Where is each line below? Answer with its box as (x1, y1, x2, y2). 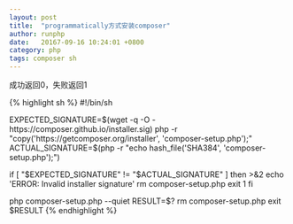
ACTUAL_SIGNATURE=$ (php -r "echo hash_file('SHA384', (9, 143, 222, 153)
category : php (9, 46, 62, 55)
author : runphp (9, 29, 66, 38)
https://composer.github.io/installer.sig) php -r (9, 124, 179, 134)
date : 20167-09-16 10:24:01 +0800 (9, 37, 144, 47)
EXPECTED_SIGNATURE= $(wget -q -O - (9, 114, 157, 125)
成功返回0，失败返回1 (9, 80, 88, 89)
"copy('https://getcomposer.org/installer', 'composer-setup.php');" (9, 134, 252, 143)
